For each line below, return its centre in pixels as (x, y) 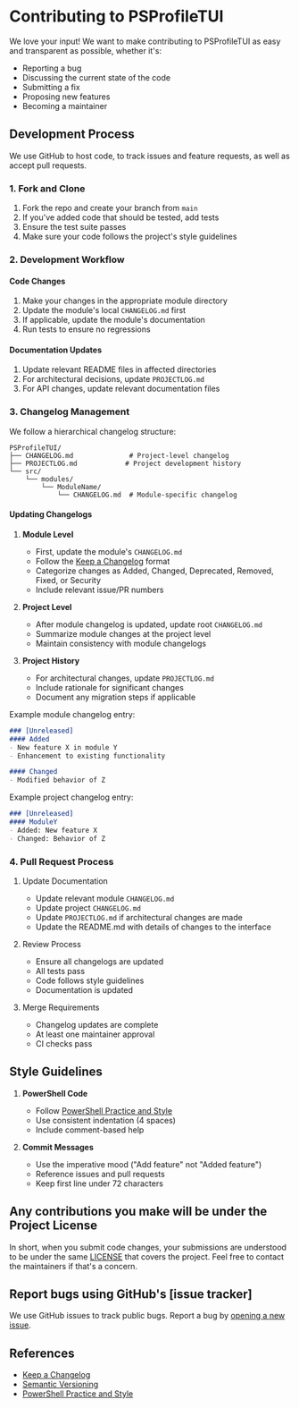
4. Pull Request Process (62, 861)
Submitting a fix (51, 87)
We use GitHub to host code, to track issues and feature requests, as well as (149, 156)
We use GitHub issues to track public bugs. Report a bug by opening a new (147, 1316)
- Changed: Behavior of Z (57, 838)
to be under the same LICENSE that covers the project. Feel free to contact (146, 1256)
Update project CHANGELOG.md (88, 908)
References (42, 1353)
